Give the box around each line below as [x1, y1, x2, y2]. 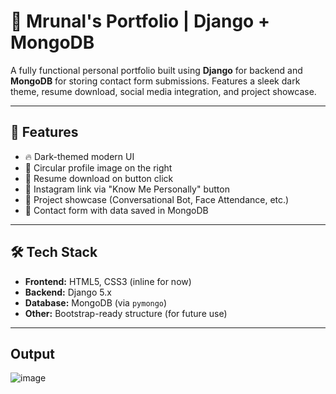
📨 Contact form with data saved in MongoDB [24, 204, 209, 216]
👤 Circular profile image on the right [24, 161, 173, 174]
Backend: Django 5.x [24, 286, 112, 298]
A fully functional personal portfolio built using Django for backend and [10, 64, 303, 76]
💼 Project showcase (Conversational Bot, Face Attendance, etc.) [24, 193, 290, 205]
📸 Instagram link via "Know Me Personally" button [24, 183, 230, 195]
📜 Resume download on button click [24, 172, 174, 184]
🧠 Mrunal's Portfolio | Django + [10, 10, 270, 33]
